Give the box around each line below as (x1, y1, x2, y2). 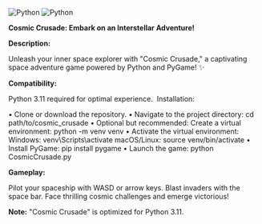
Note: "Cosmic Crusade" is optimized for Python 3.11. (8, 207, 184, 216)
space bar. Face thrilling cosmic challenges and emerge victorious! (8, 192, 230, 201)
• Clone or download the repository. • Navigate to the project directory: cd (8, 110, 254, 119)
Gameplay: (8, 168, 46, 177)
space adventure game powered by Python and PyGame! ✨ (8, 62, 205, 72)
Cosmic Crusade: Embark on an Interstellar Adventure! (8, 23, 195, 32)
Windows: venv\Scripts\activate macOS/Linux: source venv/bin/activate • (8, 135, 251, 144)
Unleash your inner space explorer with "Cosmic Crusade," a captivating (8, 54, 248, 63)
